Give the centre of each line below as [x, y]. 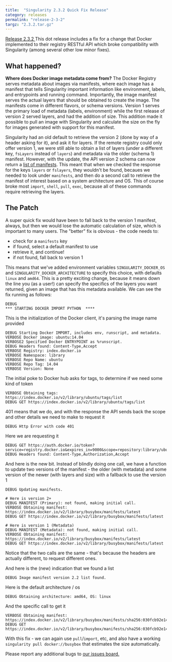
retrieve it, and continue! [38, 252]
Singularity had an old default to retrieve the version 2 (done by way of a [82, 137]
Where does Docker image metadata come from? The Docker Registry [81, 78]
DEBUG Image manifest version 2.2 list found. [56, 577]
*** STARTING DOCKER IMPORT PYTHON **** [50, 308]
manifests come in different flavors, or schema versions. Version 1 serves [82, 106]
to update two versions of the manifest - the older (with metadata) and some [86, 469]
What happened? [33, 66]
